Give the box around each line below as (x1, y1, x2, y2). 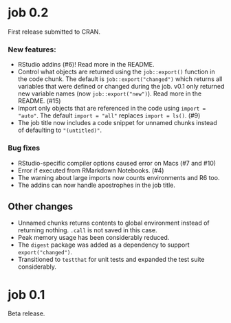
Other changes (8, 201, 74, 212)
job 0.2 (8, 5, 49, 21)
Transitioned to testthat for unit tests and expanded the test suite (17, 256, 205, 264)
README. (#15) (17, 97, 61, 105)
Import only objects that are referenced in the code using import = (17, 104, 206, 113)
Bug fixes (8, 143, 41, 153)
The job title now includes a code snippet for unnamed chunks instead (17, 119, 217, 127)
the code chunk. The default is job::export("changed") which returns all (17, 75, 223, 83)
